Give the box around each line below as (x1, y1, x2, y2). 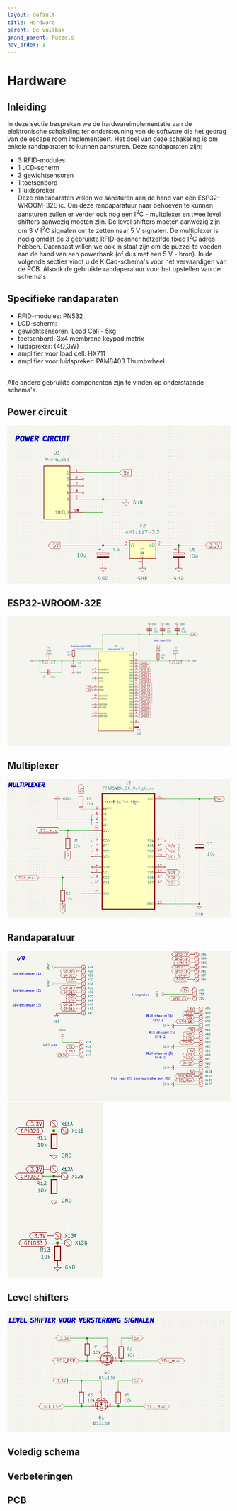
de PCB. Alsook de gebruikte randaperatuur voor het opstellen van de (17, 265, 221, 273)
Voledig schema (7, 1446, 80, 1459)
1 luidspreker (17, 186, 55, 195)
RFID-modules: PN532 (17, 312, 83, 320)
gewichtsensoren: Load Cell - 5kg (17, 327, 117, 335)
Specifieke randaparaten (7, 293, 119, 305)
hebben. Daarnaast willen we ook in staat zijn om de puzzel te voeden (17, 242, 221, 251)
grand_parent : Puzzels (7, 34, 74, 41)
